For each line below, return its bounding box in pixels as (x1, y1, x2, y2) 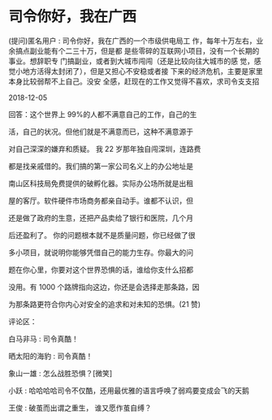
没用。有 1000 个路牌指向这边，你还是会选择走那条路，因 (8, 282, 201, 292)
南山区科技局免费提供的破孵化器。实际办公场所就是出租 (8, 178, 193, 188)
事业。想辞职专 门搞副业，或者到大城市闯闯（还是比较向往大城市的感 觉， (8, 56, 254, 66)
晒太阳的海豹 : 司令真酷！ (8, 351, 93, 361)
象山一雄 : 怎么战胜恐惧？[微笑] (8, 368, 113, 378)
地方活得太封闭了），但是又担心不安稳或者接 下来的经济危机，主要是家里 (22, 66, 263, 76)
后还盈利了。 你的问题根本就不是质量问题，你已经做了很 (8, 230, 196, 240)
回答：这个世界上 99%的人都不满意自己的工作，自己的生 (8, 109, 197, 119)
